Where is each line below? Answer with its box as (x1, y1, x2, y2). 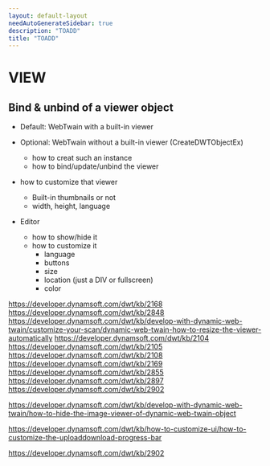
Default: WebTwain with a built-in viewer (19, 122, 154, 132)
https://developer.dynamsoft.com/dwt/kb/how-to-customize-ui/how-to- (8, 424, 247, 434)
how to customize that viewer (19, 178, 118, 187)
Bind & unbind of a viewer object (8, 100, 174, 114)
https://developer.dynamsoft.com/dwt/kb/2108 (8, 350, 163, 360)
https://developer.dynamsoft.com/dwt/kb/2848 (8, 308, 165, 317)
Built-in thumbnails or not (31, 193, 117, 202)
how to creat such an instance (31, 153, 133, 163)
